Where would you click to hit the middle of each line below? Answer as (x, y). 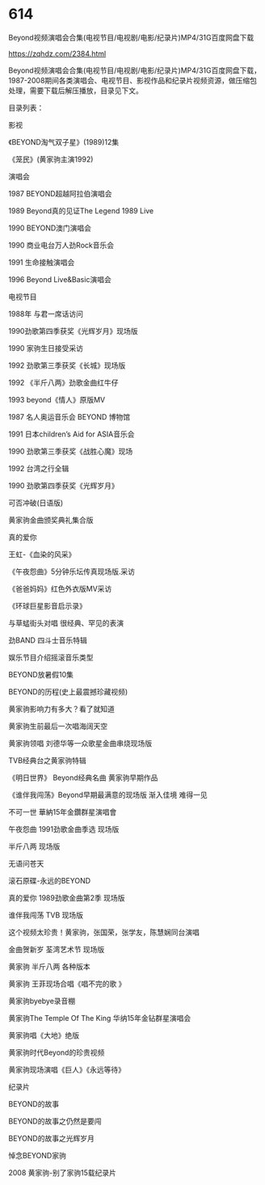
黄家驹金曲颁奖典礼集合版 (51, 520)
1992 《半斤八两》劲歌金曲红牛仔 (63, 382)
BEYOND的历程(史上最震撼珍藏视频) (68, 691)
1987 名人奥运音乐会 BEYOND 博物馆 (69, 416)
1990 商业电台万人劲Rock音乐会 (61, 245)
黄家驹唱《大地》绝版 (44, 1035)
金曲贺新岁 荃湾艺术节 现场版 (57, 949)
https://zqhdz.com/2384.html (57, 53)
